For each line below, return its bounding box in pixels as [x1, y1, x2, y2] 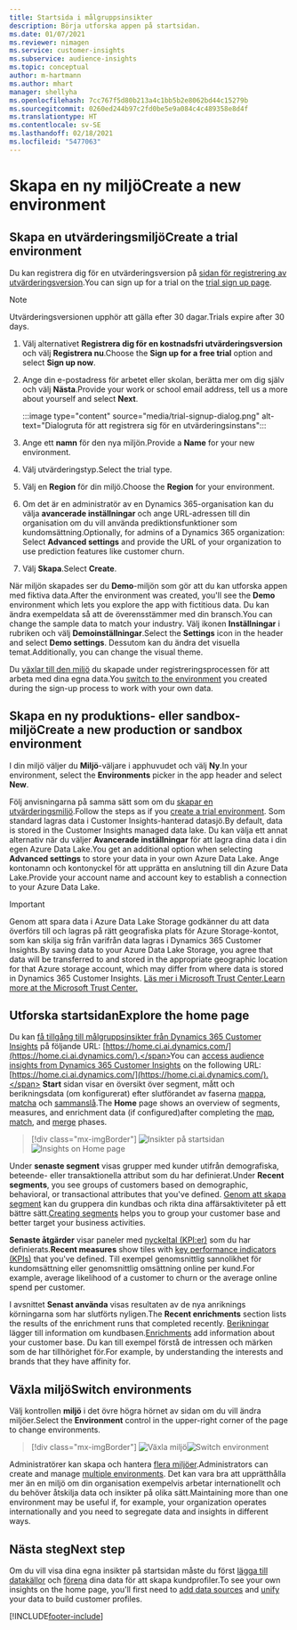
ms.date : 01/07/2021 [9, 29, 86, 38]
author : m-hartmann [9, 71, 82, 80]
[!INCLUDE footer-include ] [9, 1611, 104, 1621]
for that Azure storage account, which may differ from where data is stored [9, 963, 285, 974]
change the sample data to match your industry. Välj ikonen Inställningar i [9, 618, 280, 629]
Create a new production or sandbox [36, 722, 243, 738]
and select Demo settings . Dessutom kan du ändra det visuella [9, 637, 240, 648]
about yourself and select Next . [21, 393, 139, 403]
